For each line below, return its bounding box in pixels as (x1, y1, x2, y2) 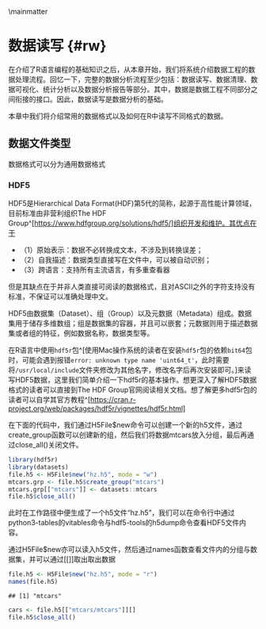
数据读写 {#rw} (8, 37, 107, 55)
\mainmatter (8, 7, 48, 16)
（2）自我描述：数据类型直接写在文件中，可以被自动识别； (19, 255, 212, 265)
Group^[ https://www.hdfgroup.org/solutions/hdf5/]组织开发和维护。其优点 (8, 218, 250, 228)
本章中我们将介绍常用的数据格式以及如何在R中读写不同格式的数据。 (8, 111, 228, 121)
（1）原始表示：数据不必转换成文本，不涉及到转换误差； (19, 245, 203, 255)
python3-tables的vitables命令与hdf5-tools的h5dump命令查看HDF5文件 (8, 518, 240, 527)
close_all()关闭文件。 (14, 440, 83, 450)
